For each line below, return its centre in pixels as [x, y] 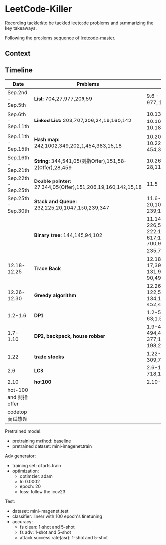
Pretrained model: [23, 431]
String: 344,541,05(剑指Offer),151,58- [81, 161]
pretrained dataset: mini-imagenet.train [52, 446]
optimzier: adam [36, 476]
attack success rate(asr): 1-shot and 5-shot [63, 538]
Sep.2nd [18, 93]
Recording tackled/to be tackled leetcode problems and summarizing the [79, 23]
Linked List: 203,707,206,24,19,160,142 [83, 121]
